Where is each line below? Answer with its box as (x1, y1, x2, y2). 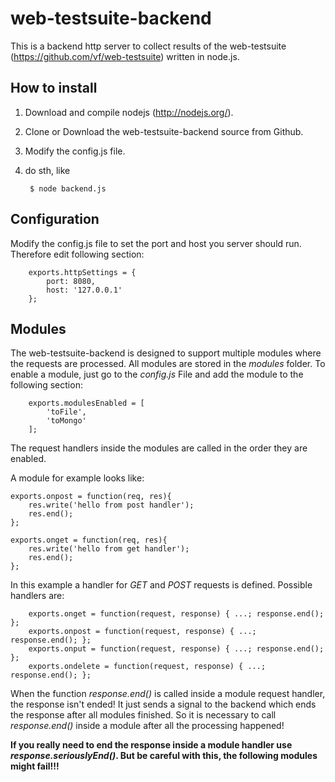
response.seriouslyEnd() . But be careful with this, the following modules (10, 750, 318, 762)
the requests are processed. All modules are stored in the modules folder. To (10, 358, 326, 370)
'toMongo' (46, 416, 87, 426)
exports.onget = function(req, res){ (10, 535, 168, 546)
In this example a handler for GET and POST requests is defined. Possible (10, 579, 313, 591)
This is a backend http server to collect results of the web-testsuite (10, 40, 287, 52)
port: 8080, (46, 276, 97, 286)
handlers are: (10, 590, 65, 602)
